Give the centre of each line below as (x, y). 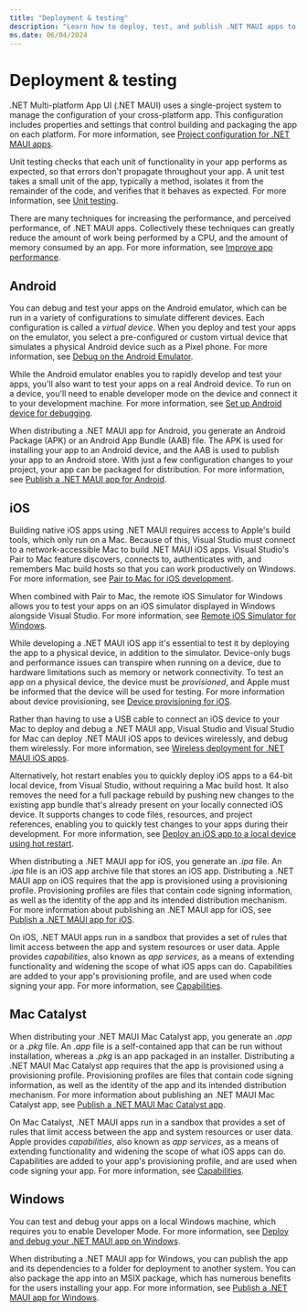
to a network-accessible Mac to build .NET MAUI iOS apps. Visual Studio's (149, 549)
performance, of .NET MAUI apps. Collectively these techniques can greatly (152, 228)
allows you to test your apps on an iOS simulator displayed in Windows (143, 606)
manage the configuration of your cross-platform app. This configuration (147, 115)
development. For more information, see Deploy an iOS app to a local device (153, 833)
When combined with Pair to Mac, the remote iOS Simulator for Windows (146, 596)
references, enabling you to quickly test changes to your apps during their (149, 824)
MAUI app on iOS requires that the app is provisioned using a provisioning (148, 880)
